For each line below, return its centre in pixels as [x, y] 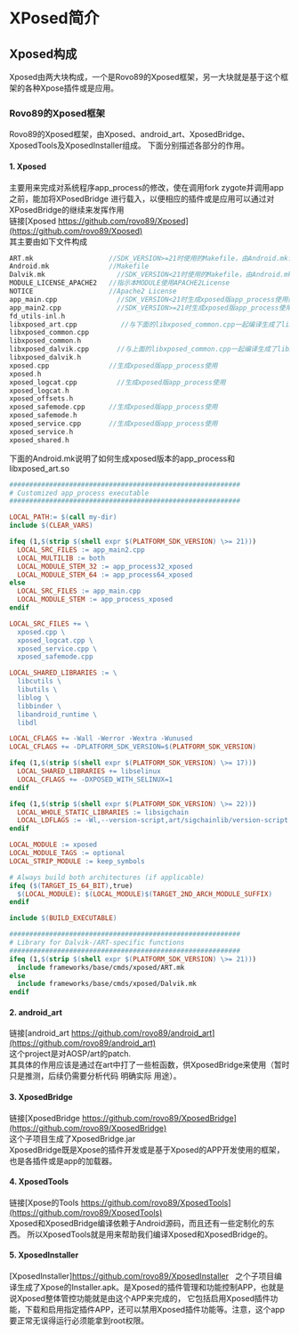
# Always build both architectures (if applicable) [107, 877]
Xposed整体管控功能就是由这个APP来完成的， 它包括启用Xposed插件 [143, 1298]
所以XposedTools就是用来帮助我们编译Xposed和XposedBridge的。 [149, 1234]
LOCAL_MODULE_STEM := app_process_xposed [95, 600]
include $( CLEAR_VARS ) [51, 526]
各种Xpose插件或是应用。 [72, 88]
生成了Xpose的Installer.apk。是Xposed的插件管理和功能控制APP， [138, 1287]
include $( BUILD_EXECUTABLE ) [63, 918]
